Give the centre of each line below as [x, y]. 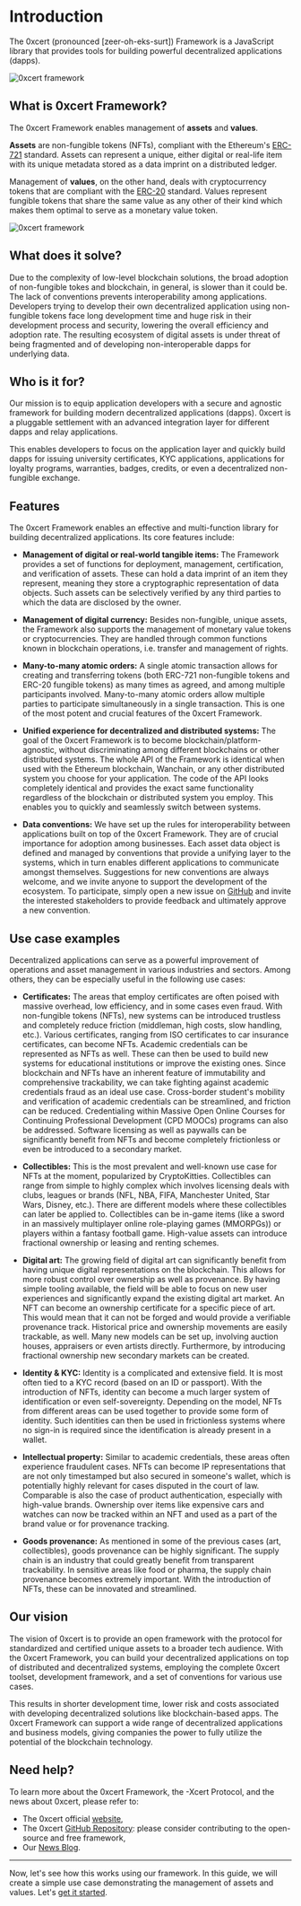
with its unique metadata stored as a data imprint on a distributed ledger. [143, 164]
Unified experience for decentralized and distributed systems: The [149, 731]
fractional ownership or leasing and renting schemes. [120, 1243]
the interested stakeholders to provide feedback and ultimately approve [154, 901]
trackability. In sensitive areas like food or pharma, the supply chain [146, 1569]
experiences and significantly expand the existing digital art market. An [153, 1298]
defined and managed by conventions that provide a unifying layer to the [156, 853]
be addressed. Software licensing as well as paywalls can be [134, 1130]
